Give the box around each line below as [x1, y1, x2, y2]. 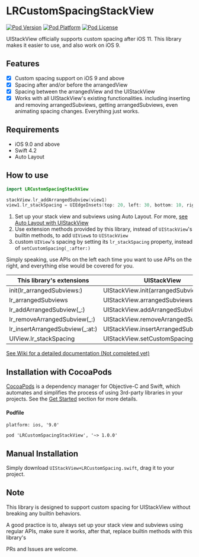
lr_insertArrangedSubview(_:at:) [9, 325, 98, 333]
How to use [6, 170, 49, 180]
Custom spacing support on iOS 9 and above [14, 74, 125, 81]
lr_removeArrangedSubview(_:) [9, 316, 96, 324]
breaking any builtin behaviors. [6, 510, 82, 517]
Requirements [6, 125, 59, 135]
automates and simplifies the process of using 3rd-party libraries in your [6, 389, 183, 396]
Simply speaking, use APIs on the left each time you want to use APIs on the [6, 256, 192, 263]
